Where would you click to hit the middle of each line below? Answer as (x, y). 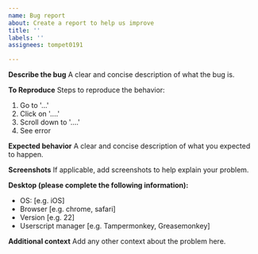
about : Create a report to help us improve (81, 23)
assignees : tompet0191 (46, 45)
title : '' (25, 30)
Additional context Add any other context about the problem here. (117, 241)
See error (35, 131)
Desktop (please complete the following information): (98, 185)
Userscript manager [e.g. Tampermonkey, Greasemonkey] (115, 226)
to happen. (26, 155)
